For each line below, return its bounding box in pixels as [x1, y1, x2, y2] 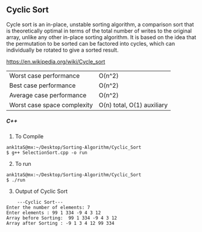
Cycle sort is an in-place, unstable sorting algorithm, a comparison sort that [6, 20, 194, 28]
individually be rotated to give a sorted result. [6, 46, 119, 53]
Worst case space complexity [9, 100, 93, 109]
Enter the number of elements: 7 [6, 204, 90, 210]
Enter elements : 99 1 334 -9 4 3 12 [6, 210, 101, 216]
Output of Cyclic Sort [14, 188, 68, 195]
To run [14, 160, 31, 167]
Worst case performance [9, 72, 80, 80]
